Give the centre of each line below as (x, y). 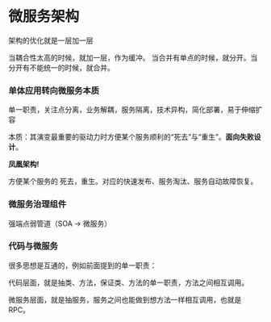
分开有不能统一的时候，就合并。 (61, 67)
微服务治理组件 (38, 204)
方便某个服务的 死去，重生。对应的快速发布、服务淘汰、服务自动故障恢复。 (133, 182)
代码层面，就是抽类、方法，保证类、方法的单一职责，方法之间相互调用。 (128, 282)
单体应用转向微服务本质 (54, 90)
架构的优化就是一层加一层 (51, 40)
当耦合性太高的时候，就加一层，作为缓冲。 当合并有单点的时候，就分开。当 (133, 57)
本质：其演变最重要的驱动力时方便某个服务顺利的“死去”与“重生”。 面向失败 (131, 137)
